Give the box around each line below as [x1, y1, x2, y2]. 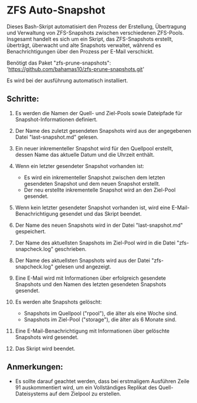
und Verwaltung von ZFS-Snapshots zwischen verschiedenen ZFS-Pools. [6, 29, 184, 36]
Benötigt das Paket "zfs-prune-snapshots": [6, 59, 111, 66]
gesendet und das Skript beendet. [59, 210, 142, 217]
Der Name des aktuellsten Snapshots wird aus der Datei [15, 257, 150, 264]
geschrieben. [54, 245, 87, 253]
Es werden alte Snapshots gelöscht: [15, 298, 102, 305]
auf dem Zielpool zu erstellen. [49, 390, 121, 397]
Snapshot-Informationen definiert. [15, 116, 98, 123]
